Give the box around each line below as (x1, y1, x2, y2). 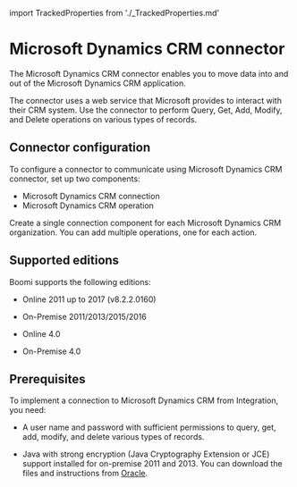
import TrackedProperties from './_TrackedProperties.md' (9, 8, 220, 18)
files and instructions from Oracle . (21, 468, 148, 479)
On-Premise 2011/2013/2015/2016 (21, 311, 148, 322)
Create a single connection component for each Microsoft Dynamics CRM (9, 217, 282, 228)
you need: (9, 405, 47, 416)
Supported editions (9, 253, 119, 268)
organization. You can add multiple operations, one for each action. (9, 227, 258, 238)
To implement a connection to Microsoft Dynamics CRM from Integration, (9, 395, 279, 406)
